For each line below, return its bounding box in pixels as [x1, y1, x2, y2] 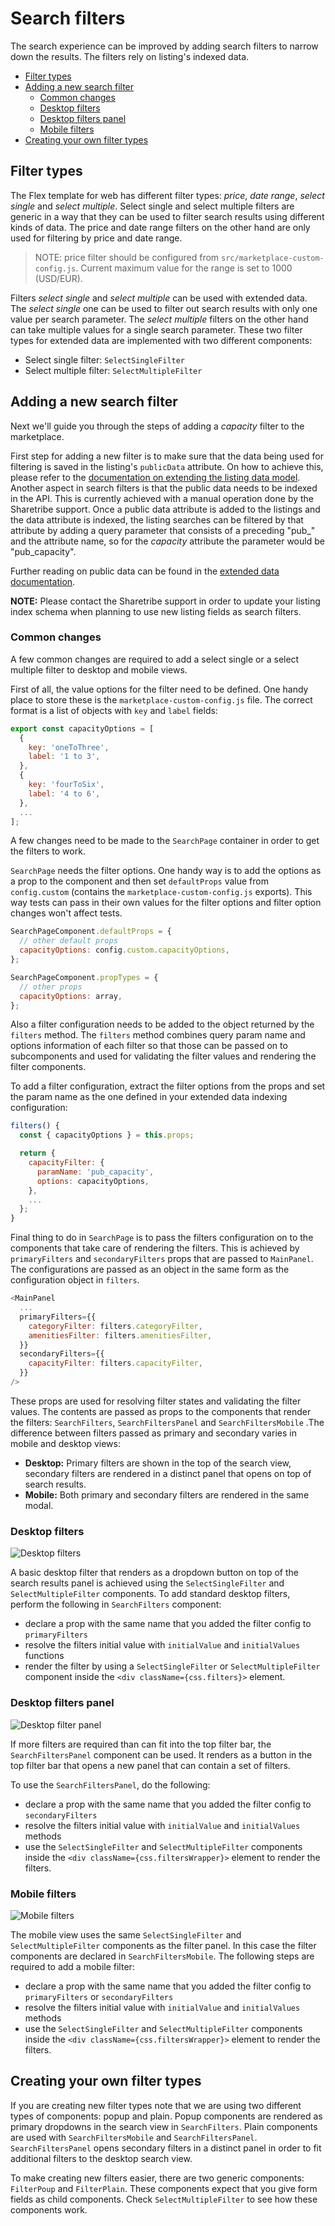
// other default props [19, 936, 118, 946]
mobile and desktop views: [10, 1437, 121, 1449]
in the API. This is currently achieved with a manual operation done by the [10, 492, 315, 504]
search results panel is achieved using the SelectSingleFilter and [10, 1577, 285, 1589]
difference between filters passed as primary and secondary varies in [10, 1427, 297, 1439]
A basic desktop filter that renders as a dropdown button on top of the [10, 1567, 299, 1579]
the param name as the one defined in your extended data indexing [10, 1091, 288, 1103]
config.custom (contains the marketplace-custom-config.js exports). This [10, 886, 313, 898]
